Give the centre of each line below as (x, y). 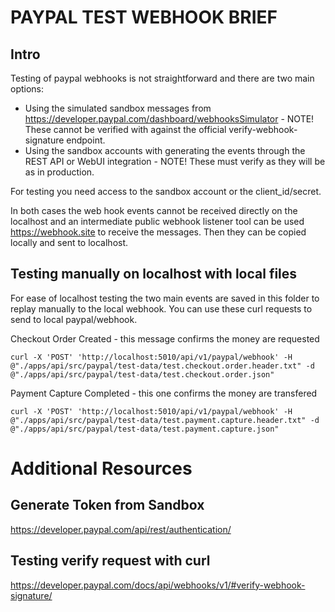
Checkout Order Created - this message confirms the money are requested (165, 338)
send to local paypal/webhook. (74, 319)
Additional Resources (101, 468)
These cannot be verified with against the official (125, 129)
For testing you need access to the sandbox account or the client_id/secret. (166, 191)
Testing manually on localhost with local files (154, 274)
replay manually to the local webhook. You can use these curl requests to (161, 308)
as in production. (59, 172)
